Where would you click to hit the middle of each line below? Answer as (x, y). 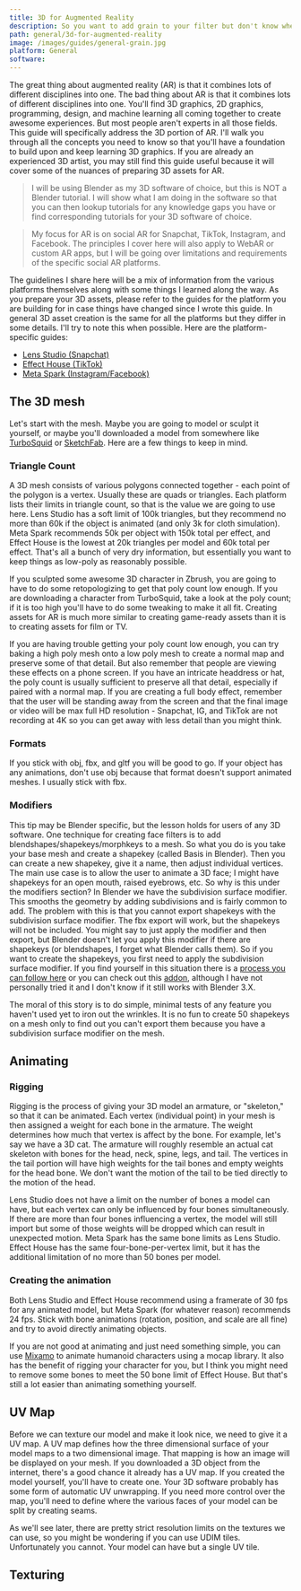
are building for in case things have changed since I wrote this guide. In (141, 309)
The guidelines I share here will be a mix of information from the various (142, 280)
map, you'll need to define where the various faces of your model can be (143, 1500)
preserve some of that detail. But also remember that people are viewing (143, 663)
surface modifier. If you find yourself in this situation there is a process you (147, 968)
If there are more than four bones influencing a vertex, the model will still (143, 1219)
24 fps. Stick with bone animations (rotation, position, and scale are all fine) (149, 1319)
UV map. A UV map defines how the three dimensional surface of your (139, 1443)
